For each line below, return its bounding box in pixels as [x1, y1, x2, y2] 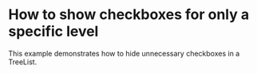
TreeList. [8, 57, 38, 67]
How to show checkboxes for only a [8, 6, 250, 24]
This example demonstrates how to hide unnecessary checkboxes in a [8, 48, 240, 58]
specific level [8, 22, 99, 40]
